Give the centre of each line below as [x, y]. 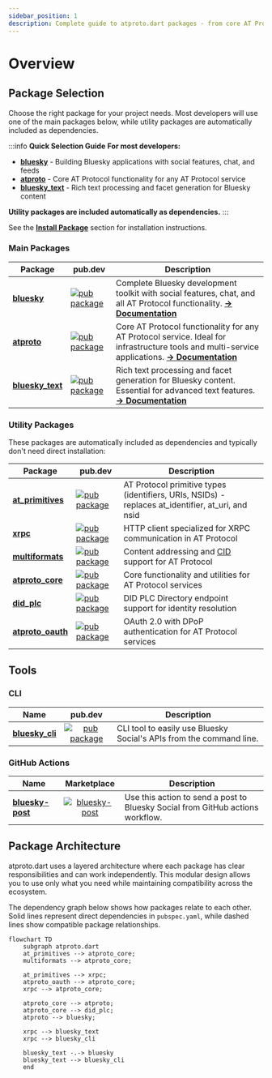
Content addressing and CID [177, 552]
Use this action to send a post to [186, 798]
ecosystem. [28, 892]
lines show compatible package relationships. [84, 924]
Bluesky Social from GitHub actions [191, 807]
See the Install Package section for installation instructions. [108, 227]
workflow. [143, 818]
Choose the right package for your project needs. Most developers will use [133, 113]
